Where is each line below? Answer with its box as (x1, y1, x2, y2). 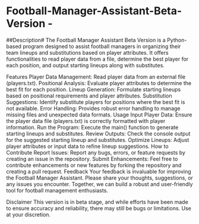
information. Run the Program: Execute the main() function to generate (6, 124, 179, 131)
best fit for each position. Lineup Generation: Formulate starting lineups (6, 86, 181, 93)
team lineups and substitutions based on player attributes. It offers (6, 49, 169, 56)
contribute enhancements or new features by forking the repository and (6, 162, 182, 169)
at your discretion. (6, 211, 51, 218)
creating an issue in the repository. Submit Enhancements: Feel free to (6, 155, 178, 162)
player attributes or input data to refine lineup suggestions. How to (6, 143, 169, 150)
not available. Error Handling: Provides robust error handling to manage (6, 105, 181, 112)
